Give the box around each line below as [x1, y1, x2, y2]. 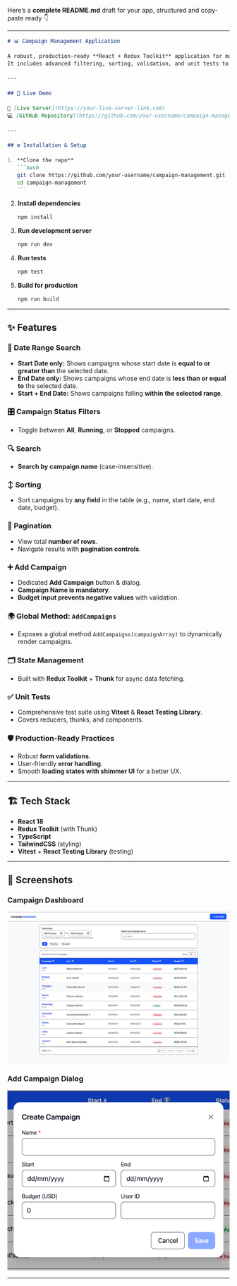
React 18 [17, 818, 44, 826]
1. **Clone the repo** [7, 157, 74, 164]
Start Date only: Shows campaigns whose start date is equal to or [17, 359, 210, 368]
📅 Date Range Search [7, 343, 81, 353]
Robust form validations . [17, 752, 91, 760]
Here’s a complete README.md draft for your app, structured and [7, 6, 200, 14]
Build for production [17, 281, 78, 289]
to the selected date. [17, 381, 78, 390]
